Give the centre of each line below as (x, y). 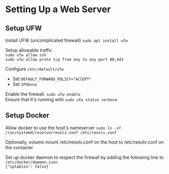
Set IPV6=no (25, 84)
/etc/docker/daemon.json (31, 162)
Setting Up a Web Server (58, 9)
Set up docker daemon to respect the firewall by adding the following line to (84, 157)
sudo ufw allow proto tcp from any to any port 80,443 (64, 60)
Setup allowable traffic (29, 50)
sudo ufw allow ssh (26, 55)
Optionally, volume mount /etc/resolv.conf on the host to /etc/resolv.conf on (84, 142)
